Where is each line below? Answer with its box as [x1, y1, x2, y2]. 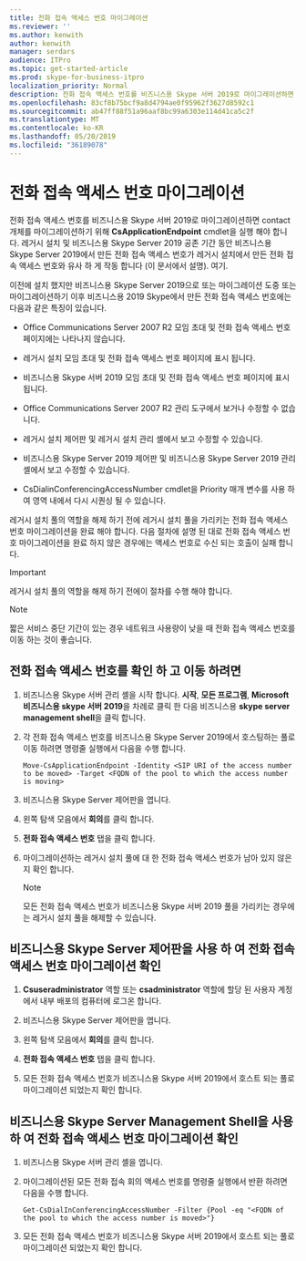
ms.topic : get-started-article [9, 65, 128, 74]
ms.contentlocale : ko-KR [9, 124, 104, 133]
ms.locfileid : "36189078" [9, 140, 107, 150]
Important [9, 566, 46, 577]
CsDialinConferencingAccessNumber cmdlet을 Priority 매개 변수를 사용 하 [22, 483, 296, 494]
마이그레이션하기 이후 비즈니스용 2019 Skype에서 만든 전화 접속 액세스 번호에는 [9, 291, 291, 302]
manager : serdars [9, 47, 76, 57]
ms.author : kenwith [9, 30, 84, 39]
